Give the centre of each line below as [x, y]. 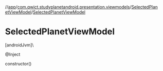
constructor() [18, 64]
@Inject [13, 54]
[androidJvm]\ [19, 45]
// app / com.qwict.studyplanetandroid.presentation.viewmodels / [68, 7]
